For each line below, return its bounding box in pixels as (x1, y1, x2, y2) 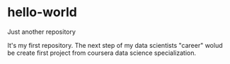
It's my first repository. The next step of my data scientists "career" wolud (7, 41, 223, 49)
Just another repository (7, 27, 76, 36)
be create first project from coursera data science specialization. (7, 49, 197, 57)
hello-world (7, 4, 78, 20)
